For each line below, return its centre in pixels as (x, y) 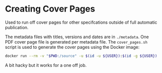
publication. (17, 27)
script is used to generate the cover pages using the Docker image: (72, 47)
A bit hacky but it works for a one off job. (46, 65)
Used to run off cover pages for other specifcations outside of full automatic (81, 22)
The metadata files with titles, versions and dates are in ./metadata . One (77, 37)
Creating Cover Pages (50, 9)
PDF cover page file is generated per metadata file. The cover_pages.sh (76, 42)
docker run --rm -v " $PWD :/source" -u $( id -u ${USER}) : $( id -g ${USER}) (81, 56)
